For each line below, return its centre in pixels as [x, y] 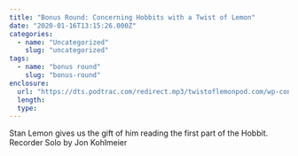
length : [31, 100]
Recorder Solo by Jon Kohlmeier [68, 143]
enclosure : [29, 83]
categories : [31, 34]
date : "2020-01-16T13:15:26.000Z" [73, 26]
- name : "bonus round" [59, 67]
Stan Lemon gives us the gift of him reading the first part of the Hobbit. [139, 133]
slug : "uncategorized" [67, 51]
